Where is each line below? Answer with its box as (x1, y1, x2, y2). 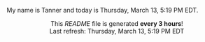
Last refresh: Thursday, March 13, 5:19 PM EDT (49, 27, 185, 35)
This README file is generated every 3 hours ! (50, 20, 183, 27)
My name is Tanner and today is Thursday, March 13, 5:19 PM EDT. (6, 6, 199, 14)
